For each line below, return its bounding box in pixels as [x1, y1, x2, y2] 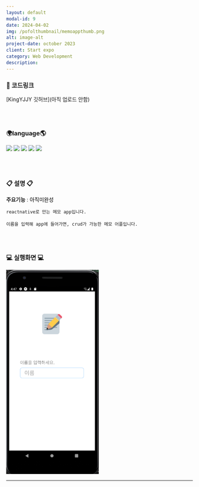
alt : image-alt [6, 34, 44, 41]
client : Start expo [6, 48, 54, 53]
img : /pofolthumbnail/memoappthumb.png [6, 29, 105, 34]
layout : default [6, 10, 46, 15]
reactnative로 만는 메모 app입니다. [6, 208, 87, 215]
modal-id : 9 [6, 15, 36, 22]
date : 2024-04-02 [6, 22, 49, 28]
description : [6, 59, 38, 65]
